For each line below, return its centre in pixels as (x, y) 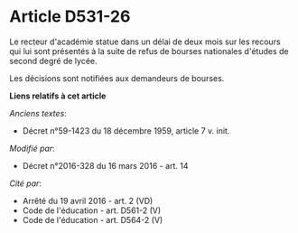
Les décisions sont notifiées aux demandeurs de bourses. (117, 78)
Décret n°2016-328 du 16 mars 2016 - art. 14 (105, 165)
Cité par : (26, 183)
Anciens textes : (38, 113)
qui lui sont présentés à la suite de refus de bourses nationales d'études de (149, 51)
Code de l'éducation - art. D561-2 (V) (92, 210)
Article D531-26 (70, 17)
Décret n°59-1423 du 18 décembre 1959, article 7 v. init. (126, 130)
